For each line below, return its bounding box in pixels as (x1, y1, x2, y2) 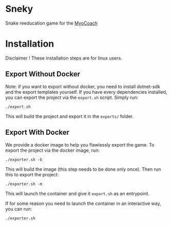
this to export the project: (5, 171, 59, 177)
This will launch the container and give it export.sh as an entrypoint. (5, 190, 150, 196)
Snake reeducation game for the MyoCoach (5, 20, 98, 26)
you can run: (5, 206, 32, 212)
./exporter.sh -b (5, 157, 43, 162)
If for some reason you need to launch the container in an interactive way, (5, 200, 161, 207)
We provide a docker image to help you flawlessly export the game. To (5, 141, 155, 148)
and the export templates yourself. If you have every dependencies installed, (5, 89, 167, 95)
